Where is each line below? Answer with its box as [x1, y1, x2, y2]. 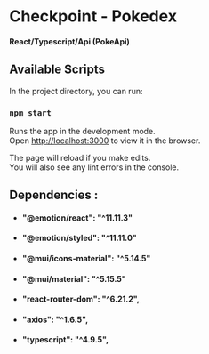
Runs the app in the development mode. [9, 125, 156, 136]
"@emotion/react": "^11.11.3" [21, 212, 133, 223]
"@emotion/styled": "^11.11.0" [21, 233, 138, 244]
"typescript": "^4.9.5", [21, 334, 109, 345]
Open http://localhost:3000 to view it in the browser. [9, 135, 201, 146]
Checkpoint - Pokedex [9, 6, 178, 27]
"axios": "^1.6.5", [21, 314, 89, 325]
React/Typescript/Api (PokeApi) [9, 36, 131, 46]
